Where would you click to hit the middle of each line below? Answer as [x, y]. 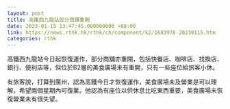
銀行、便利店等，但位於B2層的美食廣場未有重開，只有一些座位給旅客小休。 [113, 67]
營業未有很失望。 [37, 99]
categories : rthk [32, 39]
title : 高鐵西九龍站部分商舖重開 [49, 20]
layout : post [26, 13]
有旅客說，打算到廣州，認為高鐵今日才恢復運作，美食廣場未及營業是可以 [109, 82]
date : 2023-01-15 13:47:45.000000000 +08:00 [72, 26]
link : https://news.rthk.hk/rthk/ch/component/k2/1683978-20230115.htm [111, 32]
